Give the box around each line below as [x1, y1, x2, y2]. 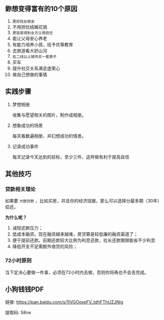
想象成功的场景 [12, 122, 43, 128]
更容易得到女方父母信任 [12, 30, 53, 36]
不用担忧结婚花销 [12, 24, 47, 30]
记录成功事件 [12, 143, 39, 149]
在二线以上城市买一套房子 [12, 54, 57, 59]
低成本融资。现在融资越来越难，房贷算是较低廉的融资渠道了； [12, 231, 138, 237]
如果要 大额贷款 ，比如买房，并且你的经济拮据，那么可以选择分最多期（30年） [5, 198, 160, 204]
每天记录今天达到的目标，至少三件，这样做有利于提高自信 [12, 154, 129, 160]
